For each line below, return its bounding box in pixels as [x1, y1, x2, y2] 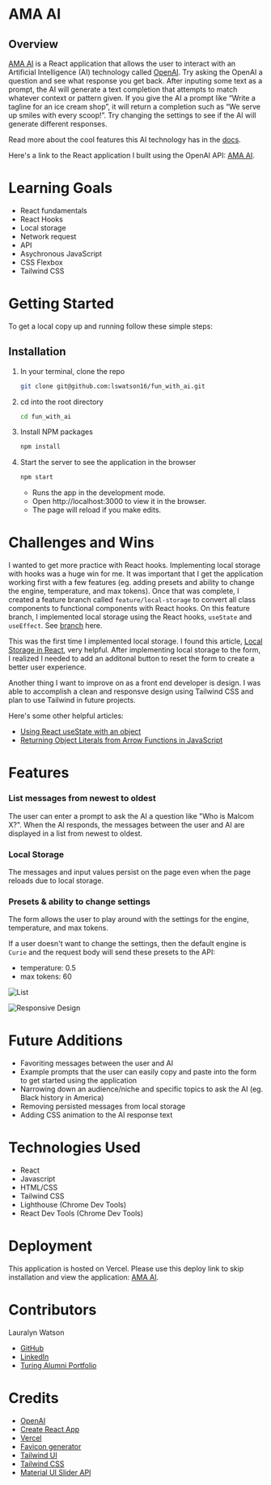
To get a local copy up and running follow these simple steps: [8, 321, 213, 331]
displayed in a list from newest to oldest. [8, 829, 143, 838]
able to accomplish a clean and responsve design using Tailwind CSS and [8, 687, 254, 696]
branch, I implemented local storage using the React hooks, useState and [8, 612, 252, 622]
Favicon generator [19, 1441, 82, 1451]
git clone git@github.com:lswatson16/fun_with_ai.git [19, 382, 205, 390]
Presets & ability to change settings [8, 896, 151, 907]
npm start [19, 473, 54, 481]
